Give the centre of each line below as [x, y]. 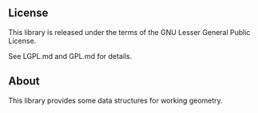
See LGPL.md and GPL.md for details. [70, 56]
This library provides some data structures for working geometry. [116, 100]
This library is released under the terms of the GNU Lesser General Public [129, 32]
